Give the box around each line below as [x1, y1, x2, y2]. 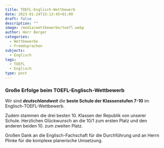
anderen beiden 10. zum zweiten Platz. [5, 123, 83, 129]
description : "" [5, 21, 38, 26]
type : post [5, 71, 27, 76]
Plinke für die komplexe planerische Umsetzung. [5, 138, 103, 144]
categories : [5, 35, 29, 40]
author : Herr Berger [5, 30, 47, 35]
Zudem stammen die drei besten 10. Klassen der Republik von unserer [5, 113, 146, 119]
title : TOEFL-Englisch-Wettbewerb [5, 7, 76, 12]
